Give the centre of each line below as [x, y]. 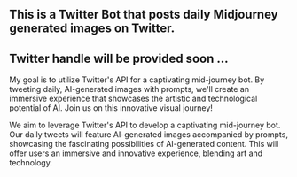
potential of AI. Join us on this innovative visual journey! [111, 108]
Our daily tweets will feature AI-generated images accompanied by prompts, [148, 135]
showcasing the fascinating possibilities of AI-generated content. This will [144, 144]
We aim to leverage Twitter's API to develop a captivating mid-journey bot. [145, 125]
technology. [31, 163]
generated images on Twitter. [92, 29]
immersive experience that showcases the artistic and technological [133, 99]
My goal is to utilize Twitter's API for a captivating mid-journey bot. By [137, 80]
